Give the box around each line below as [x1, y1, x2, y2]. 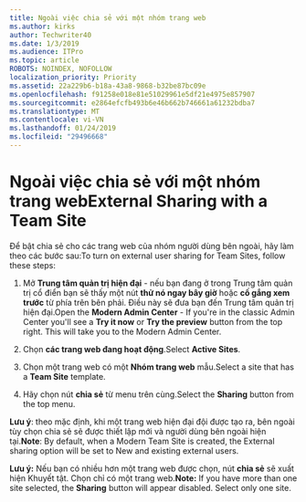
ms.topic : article [9, 56, 79, 65]
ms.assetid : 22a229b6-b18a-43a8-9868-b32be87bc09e [9, 81, 206, 90]
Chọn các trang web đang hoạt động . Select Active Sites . [22, 343, 241, 354]
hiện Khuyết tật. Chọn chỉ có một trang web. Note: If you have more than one [9, 472, 298, 484]
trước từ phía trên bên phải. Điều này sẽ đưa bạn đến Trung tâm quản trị [22, 297, 294, 308]
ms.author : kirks [9, 22, 76, 31]
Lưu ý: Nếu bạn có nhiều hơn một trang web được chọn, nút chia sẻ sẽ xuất [9, 463, 295, 474]
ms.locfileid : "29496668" [9, 132, 108, 141]
